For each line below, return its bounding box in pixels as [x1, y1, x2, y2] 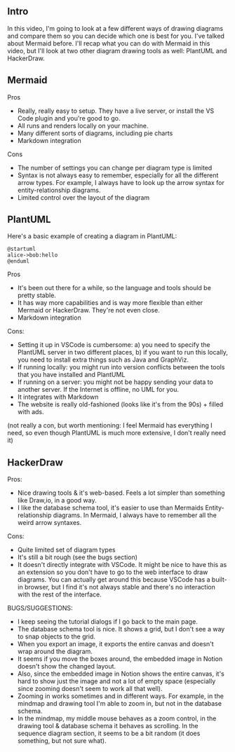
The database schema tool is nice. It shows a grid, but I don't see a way [17, 625, 225, 634]
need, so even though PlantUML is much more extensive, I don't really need [7, 429, 227, 437]
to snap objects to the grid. [17, 632, 96, 641]
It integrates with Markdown [17, 392, 99, 402]
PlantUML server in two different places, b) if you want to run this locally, [17, 348, 228, 357]
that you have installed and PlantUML [17, 371, 126, 379]
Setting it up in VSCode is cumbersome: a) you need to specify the [17, 341, 210, 349]
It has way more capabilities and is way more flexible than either [17, 299, 203, 307]
